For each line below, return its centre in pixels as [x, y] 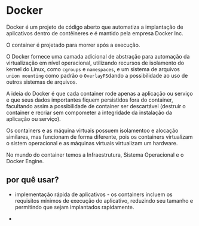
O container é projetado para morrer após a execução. [73, 45]
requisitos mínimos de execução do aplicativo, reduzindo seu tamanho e [104, 200]
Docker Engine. [25, 161]
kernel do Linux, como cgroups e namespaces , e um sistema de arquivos [93, 69]
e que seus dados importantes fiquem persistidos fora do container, [90, 100]
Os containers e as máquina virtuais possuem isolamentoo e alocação [92, 130]
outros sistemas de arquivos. [42, 82]
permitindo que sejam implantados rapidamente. [74, 207]
